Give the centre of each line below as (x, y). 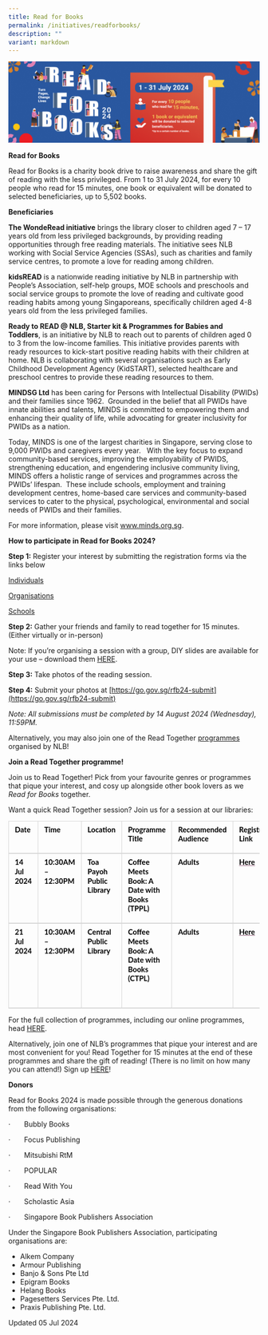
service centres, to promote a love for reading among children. (111, 261)
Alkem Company (47, 1256)
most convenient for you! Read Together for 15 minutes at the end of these (130, 1052)
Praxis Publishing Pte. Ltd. (63, 1307)
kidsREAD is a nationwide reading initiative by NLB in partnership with (123, 276)
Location (101, 830)
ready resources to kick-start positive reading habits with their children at (129, 351)
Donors (21, 1084)
